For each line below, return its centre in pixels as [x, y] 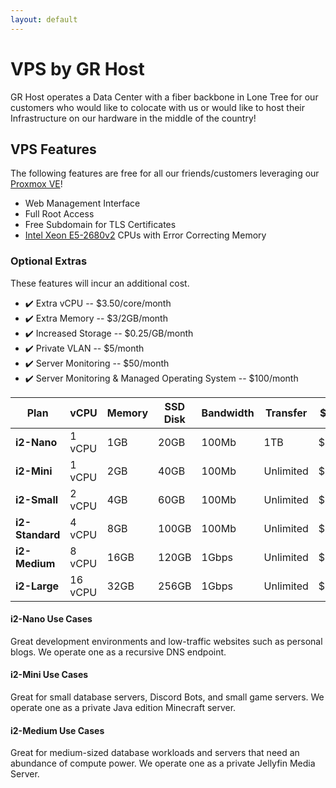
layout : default [44, 19]
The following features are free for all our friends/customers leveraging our [165, 173]
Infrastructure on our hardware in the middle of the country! [133, 118]
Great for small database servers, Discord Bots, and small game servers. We [167, 697]
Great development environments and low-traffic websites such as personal [166, 641]
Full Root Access [59, 214]
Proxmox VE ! [36, 184]
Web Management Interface [82, 203]
